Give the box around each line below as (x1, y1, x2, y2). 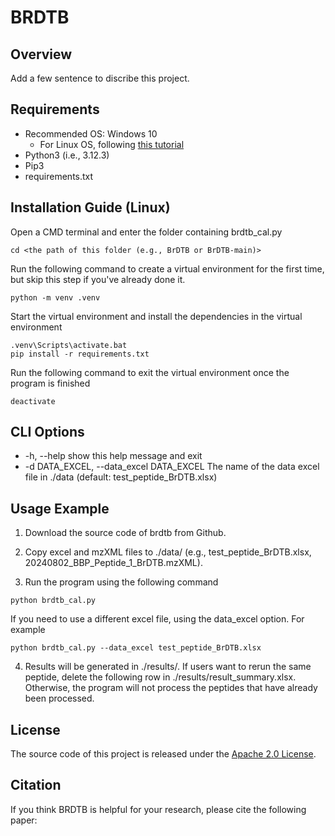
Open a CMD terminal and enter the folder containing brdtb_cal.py (10, 226, 283, 238)
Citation (10, 777, 62, 794)
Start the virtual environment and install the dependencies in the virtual (10, 310, 303, 322)
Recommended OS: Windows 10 (24, 127, 158, 140)
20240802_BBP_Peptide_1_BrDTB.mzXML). (24, 557, 203, 569)
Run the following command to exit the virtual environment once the (10, 366, 290, 378)
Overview (10, 46, 73, 63)
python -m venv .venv (10, 292, 101, 303)
